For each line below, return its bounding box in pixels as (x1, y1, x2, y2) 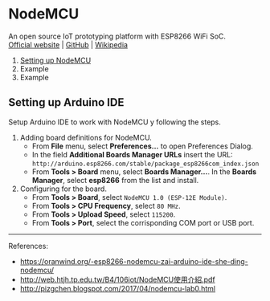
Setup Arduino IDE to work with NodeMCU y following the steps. (8, 117, 221, 127)
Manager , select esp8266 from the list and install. (31, 175, 199, 185)
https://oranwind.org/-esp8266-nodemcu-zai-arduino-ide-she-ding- (19, 256, 249, 266)
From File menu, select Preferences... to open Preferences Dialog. (31, 141, 253, 151)
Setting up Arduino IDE (8, 96, 125, 109)
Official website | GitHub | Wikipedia (8, 39, 129, 49)
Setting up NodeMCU (19, 55, 92, 65)
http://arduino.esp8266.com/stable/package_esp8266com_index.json (31, 160, 260, 168)
